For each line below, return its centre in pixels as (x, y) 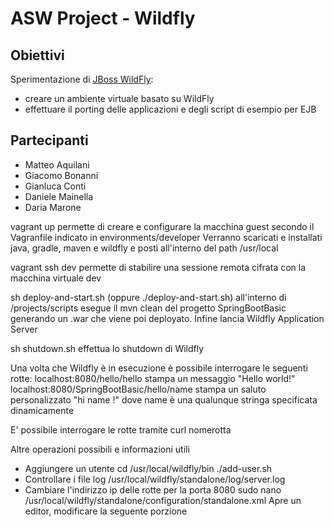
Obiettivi (37, 55)
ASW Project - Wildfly (103, 18)
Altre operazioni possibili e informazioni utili (100, 449)
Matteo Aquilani (57, 164)
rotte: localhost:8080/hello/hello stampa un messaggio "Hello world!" (153, 378)
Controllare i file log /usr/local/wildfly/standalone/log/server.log (155, 479)
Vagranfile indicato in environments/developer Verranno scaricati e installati (166, 237)
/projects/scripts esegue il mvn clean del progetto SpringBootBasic (148, 308)
